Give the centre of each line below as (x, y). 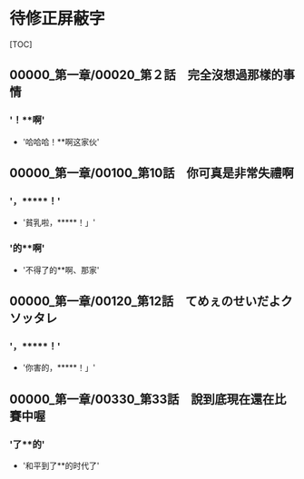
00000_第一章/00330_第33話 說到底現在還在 (142, 399)
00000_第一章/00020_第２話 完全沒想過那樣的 (146, 75)
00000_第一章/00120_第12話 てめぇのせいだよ (145, 301)
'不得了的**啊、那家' (61, 269)
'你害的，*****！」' (59, 367)
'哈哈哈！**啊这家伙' (61, 142)
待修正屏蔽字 (58, 19)
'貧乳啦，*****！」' (59, 222)
